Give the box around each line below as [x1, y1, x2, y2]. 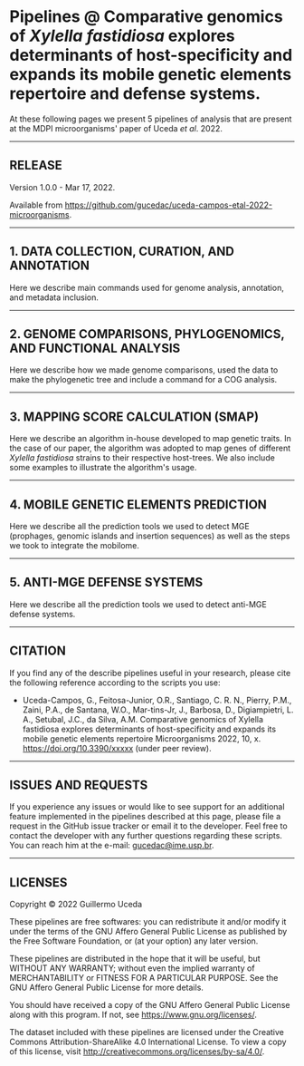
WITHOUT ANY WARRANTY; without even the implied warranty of [9, 963, 255, 974]
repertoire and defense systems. [9, 83, 261, 104]
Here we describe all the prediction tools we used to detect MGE [9, 521, 251, 531]
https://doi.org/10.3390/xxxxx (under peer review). [22, 742, 213, 753]
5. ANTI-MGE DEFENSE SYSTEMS [9, 575, 204, 590]
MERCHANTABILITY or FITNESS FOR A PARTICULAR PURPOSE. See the [9, 973, 279, 984]
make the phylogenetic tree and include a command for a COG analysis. [9, 374, 278, 385]
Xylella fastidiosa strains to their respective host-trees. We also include [9, 452, 276, 463]
